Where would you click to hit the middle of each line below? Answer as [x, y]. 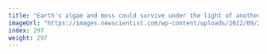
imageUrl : [25, 23]
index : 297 [26, 30]
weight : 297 [28, 38]
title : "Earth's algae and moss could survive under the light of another [135, 15]
